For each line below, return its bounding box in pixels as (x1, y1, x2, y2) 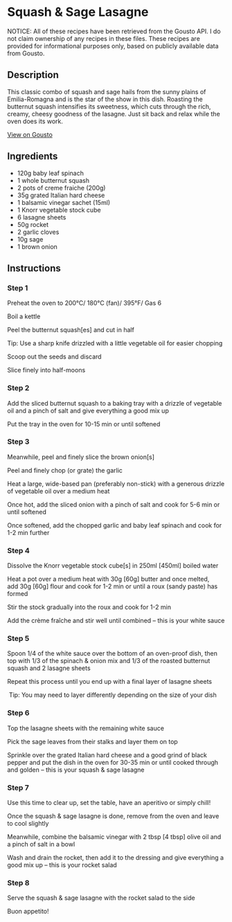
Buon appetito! (7, 907, 50, 916)
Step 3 (7, 437, 30, 446)
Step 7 (7, 783, 29, 793)
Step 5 (7, 634, 30, 644)
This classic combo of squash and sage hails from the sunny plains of (7, 87, 206, 96)
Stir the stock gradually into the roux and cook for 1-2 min (7, 603, 172, 611)
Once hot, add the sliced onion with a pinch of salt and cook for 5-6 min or (7, 500, 220, 509)
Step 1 (7, 283, 28, 293)
